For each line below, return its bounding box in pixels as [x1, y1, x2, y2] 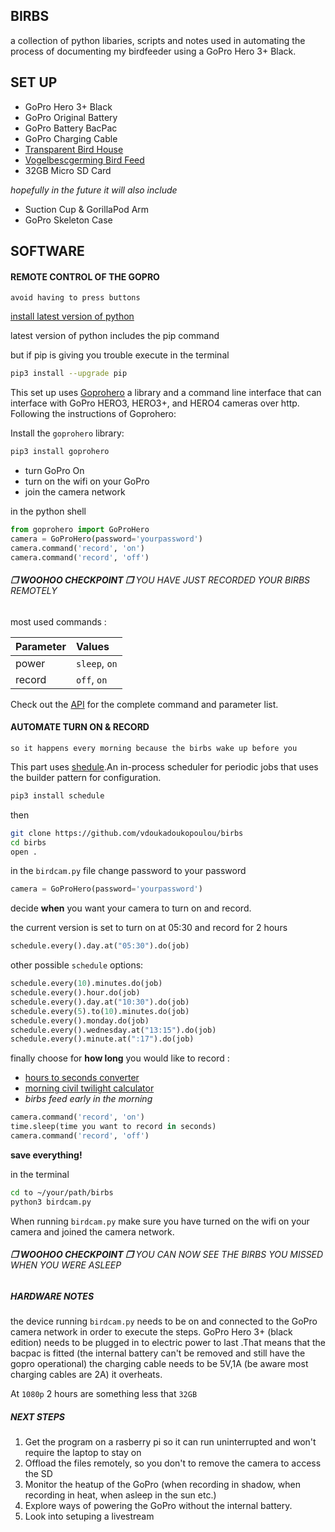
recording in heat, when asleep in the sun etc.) [24, 1489, 217, 1501]
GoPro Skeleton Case [24, 214, 113, 226]
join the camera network [24, 485, 126, 498]
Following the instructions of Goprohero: [10, 408, 177, 420]
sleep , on [75, 656, 118, 670]
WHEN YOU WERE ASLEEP [10, 1259, 122, 1271]
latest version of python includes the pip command [10, 330, 220, 342]
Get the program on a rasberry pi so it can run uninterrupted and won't [24, 1436, 317, 1448]
